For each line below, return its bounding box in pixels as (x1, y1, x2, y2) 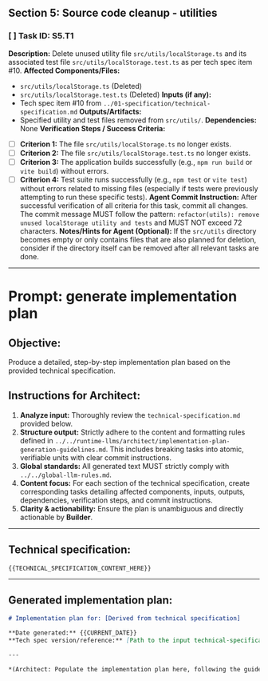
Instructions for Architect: (8, 389, 141, 403)
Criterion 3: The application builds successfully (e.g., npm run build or (19, 157, 253, 166)
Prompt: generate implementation (8, 287, 238, 306)
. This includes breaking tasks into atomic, (105, 444, 245, 454)
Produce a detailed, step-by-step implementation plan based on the (8, 357, 231, 367)
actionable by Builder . (19, 512, 93, 522)
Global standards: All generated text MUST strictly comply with (19, 461, 230, 471)
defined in (19, 435, 53, 445)
